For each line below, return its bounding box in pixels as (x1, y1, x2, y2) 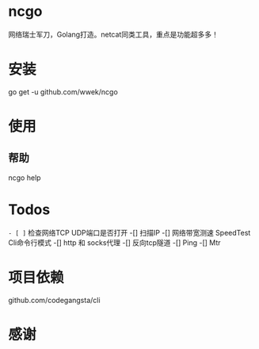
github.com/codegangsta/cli (8, 295, 101, 305)
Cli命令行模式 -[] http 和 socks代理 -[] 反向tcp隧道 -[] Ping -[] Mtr (8, 237, 221, 247)
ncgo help (8, 173, 41, 182)
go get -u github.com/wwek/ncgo (8, 86, 119, 97)
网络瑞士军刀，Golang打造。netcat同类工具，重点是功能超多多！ (8, 29, 219, 39)
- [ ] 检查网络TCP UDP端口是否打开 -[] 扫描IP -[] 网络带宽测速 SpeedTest (8, 228, 251, 237)
